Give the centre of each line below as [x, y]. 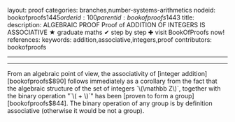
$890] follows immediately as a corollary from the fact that [133, 81]
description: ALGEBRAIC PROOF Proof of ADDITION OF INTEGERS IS [106, 25]
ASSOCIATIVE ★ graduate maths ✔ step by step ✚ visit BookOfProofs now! [116, 32]
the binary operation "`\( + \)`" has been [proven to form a [90, 96]
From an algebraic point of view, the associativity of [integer [94, 74]
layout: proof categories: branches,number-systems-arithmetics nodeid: [111, 10]
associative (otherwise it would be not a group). [76, 110]
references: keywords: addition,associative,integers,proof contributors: [109, 40]
